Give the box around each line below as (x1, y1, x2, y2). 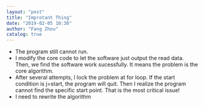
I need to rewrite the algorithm (15, 93, 91, 101)
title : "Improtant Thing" (6, 15, 72, 21)
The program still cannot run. (15, 48, 88, 55)
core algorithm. (15, 67, 54, 75)
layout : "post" (6, 8, 45, 15)
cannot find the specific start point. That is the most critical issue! (15, 87, 180, 94)
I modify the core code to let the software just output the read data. (15, 55, 185, 62)
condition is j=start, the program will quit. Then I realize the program (15, 80, 186, 88)
